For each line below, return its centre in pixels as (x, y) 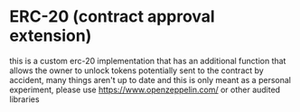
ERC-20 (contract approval (112, 17)
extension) (51, 36)
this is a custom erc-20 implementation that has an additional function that (148, 61)
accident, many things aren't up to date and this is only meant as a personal (150, 79)
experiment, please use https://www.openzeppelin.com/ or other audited (145, 89)
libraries (24, 99)
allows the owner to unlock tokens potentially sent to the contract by (136, 70)
